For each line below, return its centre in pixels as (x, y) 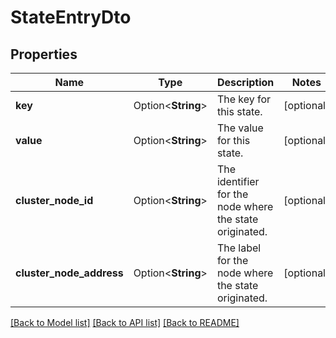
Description (245, 82)
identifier (238, 181)
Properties (44, 54)
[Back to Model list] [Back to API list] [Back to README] (125, 322)
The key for (244, 99)
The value (240, 128)
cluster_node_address (69, 273)
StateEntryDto (71, 17)
